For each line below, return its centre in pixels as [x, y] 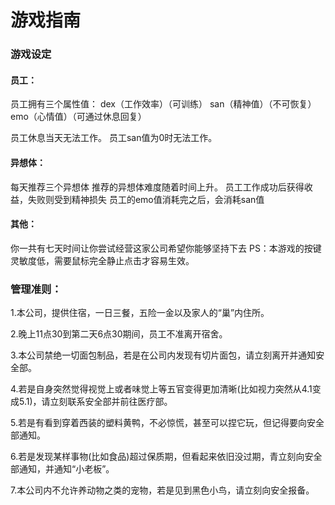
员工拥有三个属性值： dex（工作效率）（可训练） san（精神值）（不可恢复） [163, 104]
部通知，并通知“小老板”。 [62, 469]
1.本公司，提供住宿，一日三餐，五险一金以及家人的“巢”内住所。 [140, 313]
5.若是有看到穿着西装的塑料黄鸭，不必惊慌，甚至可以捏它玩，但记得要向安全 [167, 423]
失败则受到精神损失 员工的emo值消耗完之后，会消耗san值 [146, 199]
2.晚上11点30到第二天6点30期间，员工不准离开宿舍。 [119, 334]
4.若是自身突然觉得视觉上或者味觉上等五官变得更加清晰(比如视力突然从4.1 [161, 389]
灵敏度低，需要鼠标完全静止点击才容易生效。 [102, 260]
